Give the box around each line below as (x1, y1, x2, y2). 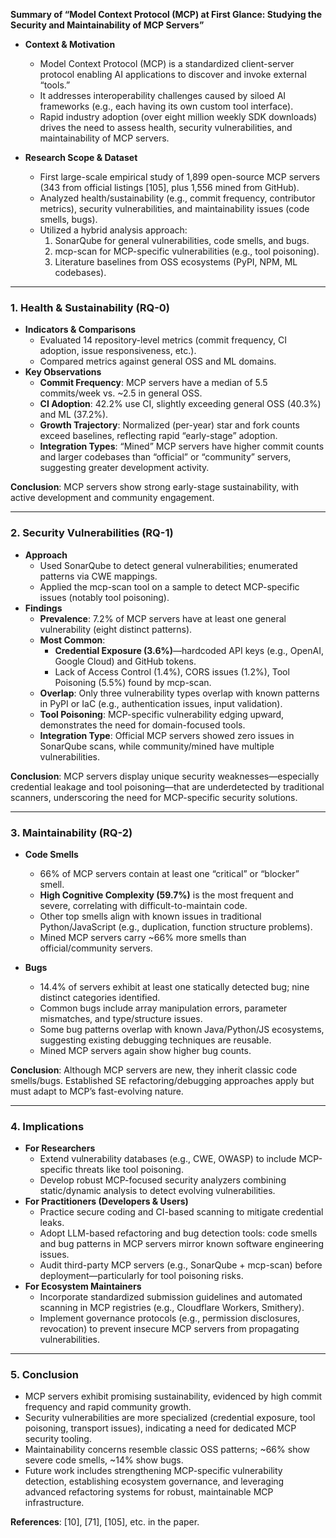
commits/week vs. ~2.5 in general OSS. (39, 387, 203, 399)
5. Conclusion (10, 1368, 80, 1382)
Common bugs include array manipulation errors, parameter (39, 1002, 288, 1014)
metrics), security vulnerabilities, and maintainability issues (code (39, 203, 310, 214)
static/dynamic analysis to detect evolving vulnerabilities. (39, 1185, 276, 1197)
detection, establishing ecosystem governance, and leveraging (24, 1475, 285, 1488)
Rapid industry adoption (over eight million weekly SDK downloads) (39, 111, 318, 123)
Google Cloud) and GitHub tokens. (54, 655, 197, 667)
